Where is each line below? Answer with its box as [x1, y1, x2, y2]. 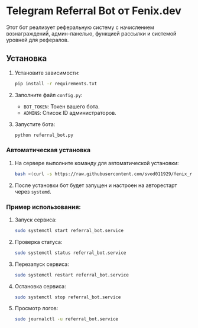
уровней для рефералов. [6, 36, 69, 43]
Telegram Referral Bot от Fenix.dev [6, 4, 181, 18]
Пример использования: [6, 202, 82, 211]
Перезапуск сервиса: [14, 261, 69, 268]
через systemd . [14, 188, 51, 195]
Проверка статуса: [14, 238, 63, 245]
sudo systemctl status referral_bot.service [14, 250, 126, 256]
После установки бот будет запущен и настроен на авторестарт [14, 182, 177, 189]
